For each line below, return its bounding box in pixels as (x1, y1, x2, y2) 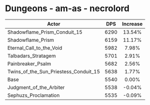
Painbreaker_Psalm (7, 60, 51, 67)
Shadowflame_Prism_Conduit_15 (7, 29, 83, 35)
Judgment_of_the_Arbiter (7, 84, 65, 90)
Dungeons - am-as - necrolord (5, 3, 130, 14)
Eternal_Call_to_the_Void (7, 44, 62, 51)
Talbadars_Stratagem (7, 52, 56, 59)
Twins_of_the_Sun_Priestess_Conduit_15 (7, 68, 100, 75)
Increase (122, 20, 143, 27)
